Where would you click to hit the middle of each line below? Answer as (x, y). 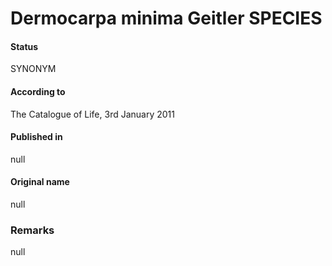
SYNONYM (33, 69)
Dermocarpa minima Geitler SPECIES (166, 18)
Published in (36, 137)
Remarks (32, 230)
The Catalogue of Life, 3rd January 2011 (92, 114)
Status (24, 46)
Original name (40, 182)
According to (38, 91)
